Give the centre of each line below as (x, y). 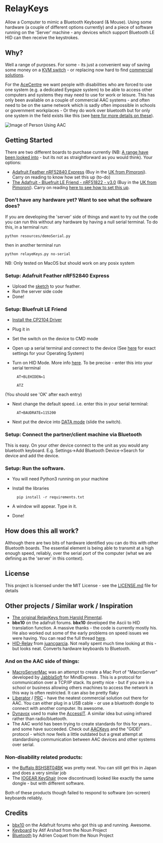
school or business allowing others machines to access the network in (82, 687)
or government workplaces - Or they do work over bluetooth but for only (78, 110)
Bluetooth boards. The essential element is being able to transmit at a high (80, 548)
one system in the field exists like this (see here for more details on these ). (80, 116)
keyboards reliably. (24, 798)
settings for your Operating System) (48, 353)
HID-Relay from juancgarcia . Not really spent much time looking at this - (84, 644)
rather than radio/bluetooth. (40, 718)
